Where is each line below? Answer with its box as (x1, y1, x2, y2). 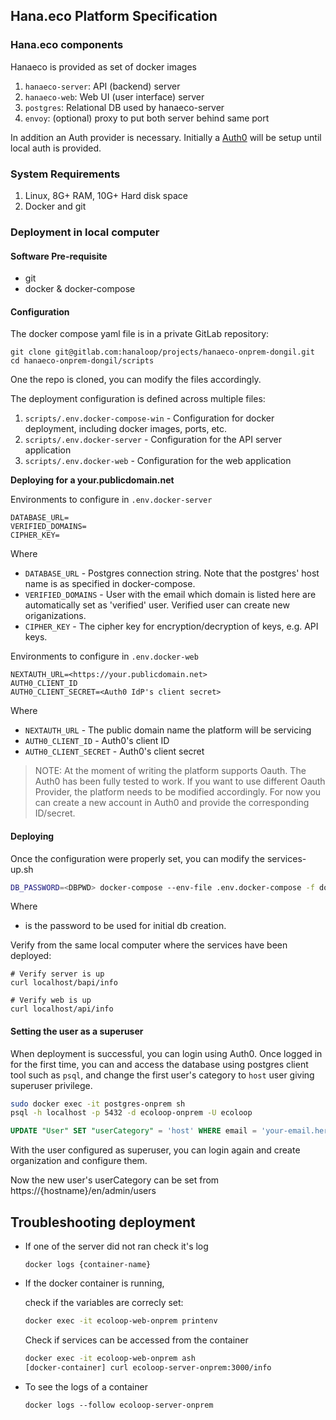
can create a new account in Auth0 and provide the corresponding (34, 797, 310, 809)
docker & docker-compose (24, 283, 136, 295)
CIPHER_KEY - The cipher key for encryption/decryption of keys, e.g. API (24, 620, 319, 633)
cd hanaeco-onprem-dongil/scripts (10, 356, 155, 366)
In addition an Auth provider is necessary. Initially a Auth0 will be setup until (10, 131, 322, 143)
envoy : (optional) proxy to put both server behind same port (24, 112, 270, 124)
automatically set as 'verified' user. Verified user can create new (24, 599, 290, 611)
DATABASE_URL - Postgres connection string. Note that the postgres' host (24, 567, 320, 579)
